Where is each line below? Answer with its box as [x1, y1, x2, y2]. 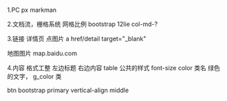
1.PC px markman [7, 6, 57, 14]
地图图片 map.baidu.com [7, 49, 78, 57]
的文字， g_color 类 [7, 72, 62, 80]
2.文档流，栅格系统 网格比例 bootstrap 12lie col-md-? [7, 20, 158, 28]
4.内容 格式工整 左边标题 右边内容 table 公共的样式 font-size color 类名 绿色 [7, 64, 220, 71]
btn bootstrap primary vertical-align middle [7, 86, 129, 94]
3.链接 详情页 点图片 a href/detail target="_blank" [7, 34, 147, 43]
